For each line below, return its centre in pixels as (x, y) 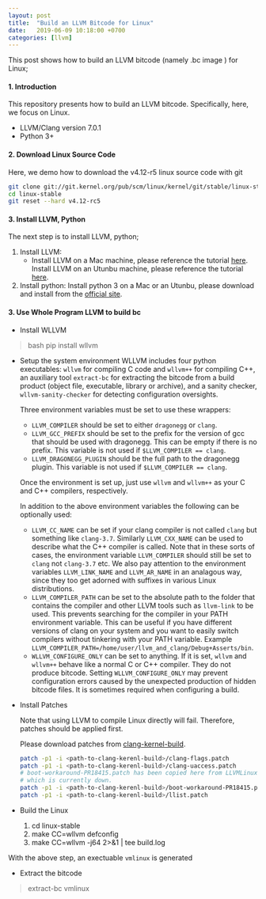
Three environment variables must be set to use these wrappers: (125, 409)
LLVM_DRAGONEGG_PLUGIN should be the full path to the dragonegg (135, 458)
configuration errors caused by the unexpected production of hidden (144, 681)
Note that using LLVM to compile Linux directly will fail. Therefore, (127, 720)
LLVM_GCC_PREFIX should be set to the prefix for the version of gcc (138, 433)
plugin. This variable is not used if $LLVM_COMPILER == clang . (129, 467)
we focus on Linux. (39, 112)
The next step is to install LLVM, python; (74, 237)
